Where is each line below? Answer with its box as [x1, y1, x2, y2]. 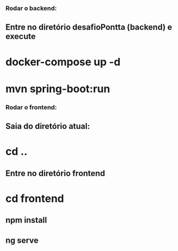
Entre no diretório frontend [5, 168, 105, 178]
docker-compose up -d [5, 55, 121, 68]
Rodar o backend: [5, 4, 57, 12]
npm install [5, 215, 48, 225]
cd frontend [5, 191, 64, 205]
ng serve [5, 235, 39, 245]
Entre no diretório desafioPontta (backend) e [5, 22, 173, 32]
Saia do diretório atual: [5, 121, 90, 131]
